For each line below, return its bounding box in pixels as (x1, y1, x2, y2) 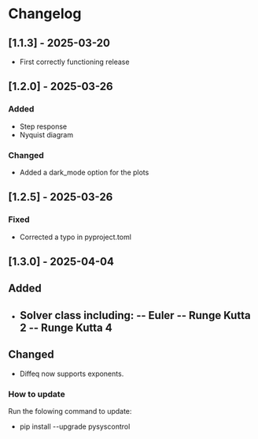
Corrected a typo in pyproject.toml (19, 232, 132, 242)
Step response (19, 122, 68, 131)
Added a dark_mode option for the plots (19, 167, 149, 177)
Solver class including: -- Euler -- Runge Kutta (19, 309, 251, 322)
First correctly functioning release (19, 57, 130, 66)
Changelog (8, 5, 82, 23)
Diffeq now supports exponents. (19, 369, 124, 378)
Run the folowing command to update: (8, 406, 132, 415)
